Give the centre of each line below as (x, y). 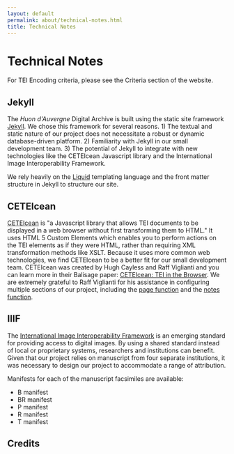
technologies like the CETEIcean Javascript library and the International (110, 156)
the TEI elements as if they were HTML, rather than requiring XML (102, 245)
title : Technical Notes (42, 26)
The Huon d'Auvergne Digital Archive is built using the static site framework (116, 119)
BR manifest (34, 399)
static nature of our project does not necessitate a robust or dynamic (106, 134)
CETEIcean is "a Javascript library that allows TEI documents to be (103, 223)
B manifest (33, 392)
